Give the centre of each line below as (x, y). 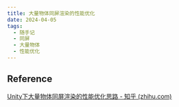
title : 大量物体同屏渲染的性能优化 (51, 13)
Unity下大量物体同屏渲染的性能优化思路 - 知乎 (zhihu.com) (89, 96)
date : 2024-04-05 (32, 20)
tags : (15, 26)
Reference (30, 79)
